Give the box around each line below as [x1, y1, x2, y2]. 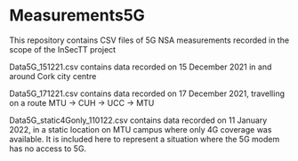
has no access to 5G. [9, 143, 87, 154]
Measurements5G [9, 5, 145, 26]
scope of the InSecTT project [9, 44, 117, 54]
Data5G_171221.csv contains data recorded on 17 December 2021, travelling [9, 88, 285, 99]
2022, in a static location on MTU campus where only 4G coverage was [9, 124, 272, 134]
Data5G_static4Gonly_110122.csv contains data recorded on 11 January [9, 115, 268, 125]
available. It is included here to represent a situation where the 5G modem [9, 133, 280, 144]
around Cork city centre [9, 70, 97, 81]
